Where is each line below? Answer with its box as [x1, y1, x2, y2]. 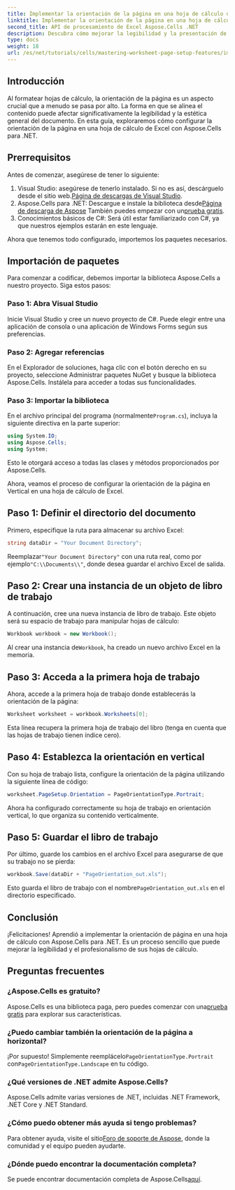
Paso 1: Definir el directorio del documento [7, 507, 197, 520]
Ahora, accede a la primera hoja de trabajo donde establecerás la [7, 689, 196, 699]
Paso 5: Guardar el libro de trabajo [7, 831, 159, 843]
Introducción [7, 75, 65, 88]
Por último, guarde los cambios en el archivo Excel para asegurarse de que [7, 850, 224, 859]
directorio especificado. [7, 891, 76, 899]
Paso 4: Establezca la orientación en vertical [7, 751, 205, 763]
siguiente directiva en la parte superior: [7, 419, 120, 428]
